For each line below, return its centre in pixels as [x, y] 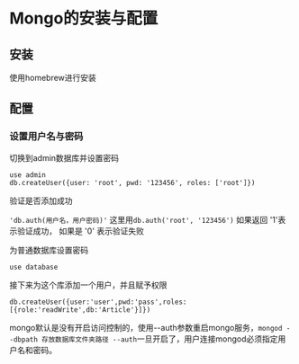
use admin [28, 175]
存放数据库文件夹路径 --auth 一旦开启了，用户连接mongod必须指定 [160, 339]
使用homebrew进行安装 [53, 78]
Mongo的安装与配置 [84, 18]
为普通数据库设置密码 [49, 250]
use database [34, 267]
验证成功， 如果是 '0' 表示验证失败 [81, 231]
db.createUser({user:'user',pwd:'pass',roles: [98, 302]
